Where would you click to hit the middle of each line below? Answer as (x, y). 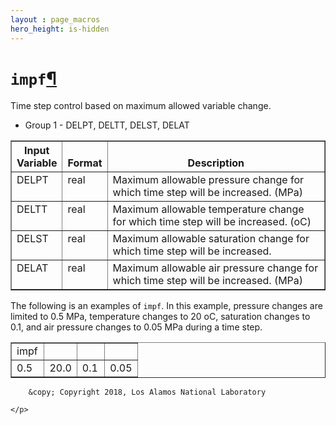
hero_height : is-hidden (60, 29)
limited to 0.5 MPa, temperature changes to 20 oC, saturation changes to (160, 317)
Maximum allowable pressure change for (208, 180)
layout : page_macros (55, 19)
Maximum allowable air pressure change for (215, 268)
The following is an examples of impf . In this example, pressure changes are (166, 306)
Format (85, 163)
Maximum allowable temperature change (208, 209)
